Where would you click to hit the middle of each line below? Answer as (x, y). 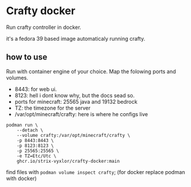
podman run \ (22, 125)
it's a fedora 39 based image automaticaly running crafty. (76, 38)
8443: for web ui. (36, 89)
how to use (27, 57)
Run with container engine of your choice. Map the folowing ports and (91, 71)
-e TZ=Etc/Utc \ (37, 156)
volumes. (17, 77)
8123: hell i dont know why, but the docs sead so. (75, 95)
